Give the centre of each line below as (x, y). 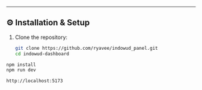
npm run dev (21, 70)
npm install (21, 64)
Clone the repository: (41, 37)
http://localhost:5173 (35, 81)
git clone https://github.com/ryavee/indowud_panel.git (86, 48)
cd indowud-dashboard (42, 54)
